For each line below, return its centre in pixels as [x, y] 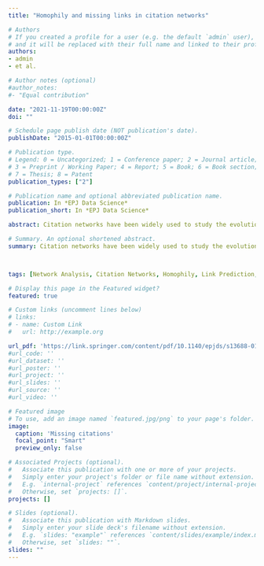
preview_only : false [49, 448]
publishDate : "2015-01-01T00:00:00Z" [70, 139]
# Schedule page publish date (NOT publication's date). [103, 131]
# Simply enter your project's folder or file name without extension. [132, 477]
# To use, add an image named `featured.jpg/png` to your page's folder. [132, 419]
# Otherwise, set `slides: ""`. [65, 542]
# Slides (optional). [44, 513]
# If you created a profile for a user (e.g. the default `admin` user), [132, 37]
